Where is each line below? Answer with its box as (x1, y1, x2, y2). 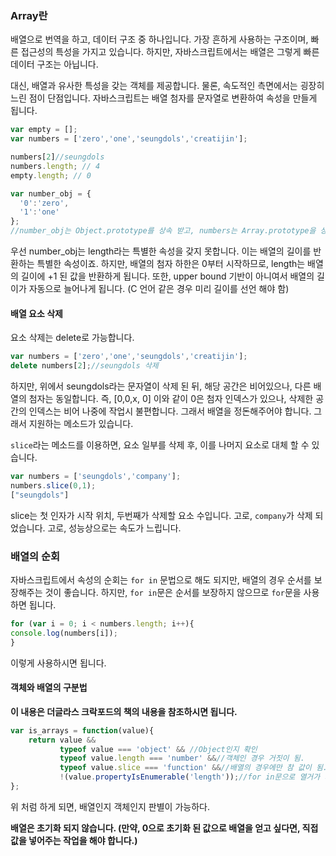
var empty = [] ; (10, 125, 78, 135)
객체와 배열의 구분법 (10, 682, 88, 694)
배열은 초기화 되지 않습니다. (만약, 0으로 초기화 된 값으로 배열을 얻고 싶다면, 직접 (10, 822, 319, 834)
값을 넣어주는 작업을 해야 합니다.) (10, 834, 138, 846)
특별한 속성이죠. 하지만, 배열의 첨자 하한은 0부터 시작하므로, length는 (36, 258, 306, 270)
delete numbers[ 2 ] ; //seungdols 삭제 (10, 361, 159, 371)
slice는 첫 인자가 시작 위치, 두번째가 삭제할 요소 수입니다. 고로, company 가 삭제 (10, 509, 313, 521)
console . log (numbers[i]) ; (10, 628, 118, 638)
